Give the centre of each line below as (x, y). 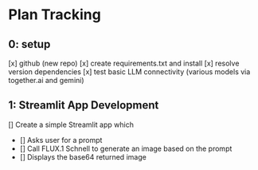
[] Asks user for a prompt (61, 140)
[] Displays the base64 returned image (83, 156)
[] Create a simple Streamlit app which (71, 125)
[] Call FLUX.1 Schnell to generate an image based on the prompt (126, 148)
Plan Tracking (55, 15)
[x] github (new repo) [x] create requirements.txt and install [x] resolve (124, 63)
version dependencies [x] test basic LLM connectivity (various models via (129, 72)
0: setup (29, 44)
